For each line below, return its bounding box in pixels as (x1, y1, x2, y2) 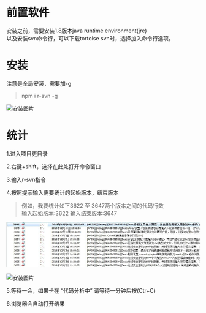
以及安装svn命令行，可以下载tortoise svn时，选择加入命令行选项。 (6, 34, 175, 42)
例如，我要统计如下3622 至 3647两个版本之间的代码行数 (21, 202, 164, 209)
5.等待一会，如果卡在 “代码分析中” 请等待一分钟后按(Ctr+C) (6, 287, 156, 295)
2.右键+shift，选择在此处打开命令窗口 (6, 163, 101, 170)
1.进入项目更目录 (6, 149, 48, 157)
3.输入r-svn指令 (6, 176, 47, 183)
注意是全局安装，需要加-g (6, 80, 72, 87)
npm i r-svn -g (21, 92, 58, 99)
